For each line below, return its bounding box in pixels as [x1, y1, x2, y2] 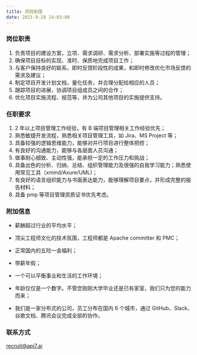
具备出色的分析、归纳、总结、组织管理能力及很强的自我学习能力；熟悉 [14, 162, 186, 169]
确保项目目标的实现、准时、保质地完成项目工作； [14, 57, 134, 64]
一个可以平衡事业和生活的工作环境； [14, 272, 104, 279]
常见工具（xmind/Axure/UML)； [20, 169, 98, 176]
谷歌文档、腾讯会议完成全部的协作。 [14, 312, 104, 319]
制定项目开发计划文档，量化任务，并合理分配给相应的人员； [14, 79, 160, 86]
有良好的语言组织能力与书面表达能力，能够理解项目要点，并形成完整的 [14, 176, 186, 183]
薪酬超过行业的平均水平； [14, 222, 77, 229]
